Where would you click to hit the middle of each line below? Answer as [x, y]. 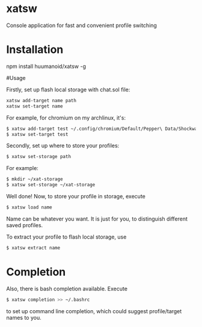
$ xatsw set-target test [37, 134]
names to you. [24, 317]
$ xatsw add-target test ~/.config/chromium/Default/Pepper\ [84, 129]
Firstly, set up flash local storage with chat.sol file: [68, 90]
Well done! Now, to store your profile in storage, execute [76, 196]
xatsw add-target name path [41, 100]
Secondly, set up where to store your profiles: [63, 145]
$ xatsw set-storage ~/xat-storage [51, 185]
